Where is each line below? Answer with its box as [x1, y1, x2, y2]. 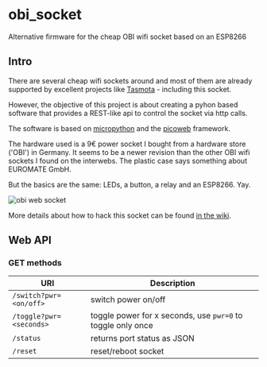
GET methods [8, 257, 62, 268]
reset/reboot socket [90, 346, 164, 357]
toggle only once [90, 320, 153, 331]
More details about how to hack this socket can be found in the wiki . [8, 211, 232, 220]
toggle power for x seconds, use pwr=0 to [90, 310, 243, 321]
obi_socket [8, 6, 82, 24]
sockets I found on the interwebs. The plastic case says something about [8, 156, 248, 165]
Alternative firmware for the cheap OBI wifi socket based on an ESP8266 [8, 32, 247, 41]
